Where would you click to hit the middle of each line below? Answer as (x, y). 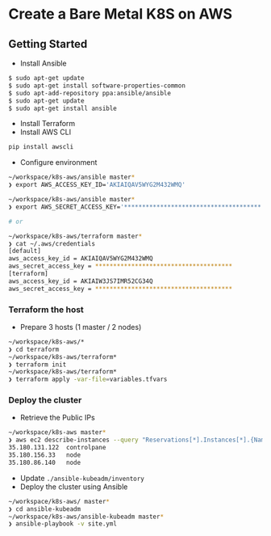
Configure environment (58, 162)
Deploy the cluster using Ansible (74, 487)
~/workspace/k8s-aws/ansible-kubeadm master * (86, 517)
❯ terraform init (38, 365)
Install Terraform (48, 124)
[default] (25, 251)
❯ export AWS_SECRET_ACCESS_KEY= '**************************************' (137, 207)
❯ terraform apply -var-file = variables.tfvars (88, 380)
